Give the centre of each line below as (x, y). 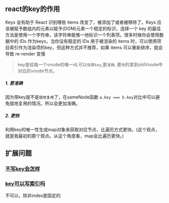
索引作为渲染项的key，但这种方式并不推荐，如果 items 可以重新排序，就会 (86, 47)
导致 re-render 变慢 (25, 54)
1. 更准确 (14, 83)
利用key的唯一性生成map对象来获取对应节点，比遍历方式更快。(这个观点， (82, 129)
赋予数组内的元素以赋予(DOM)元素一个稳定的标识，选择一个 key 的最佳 (87, 28)
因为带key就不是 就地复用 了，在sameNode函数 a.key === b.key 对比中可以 (80, 97)
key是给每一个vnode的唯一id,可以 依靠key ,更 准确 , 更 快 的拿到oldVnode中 (90, 64)
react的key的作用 (33, 9)
